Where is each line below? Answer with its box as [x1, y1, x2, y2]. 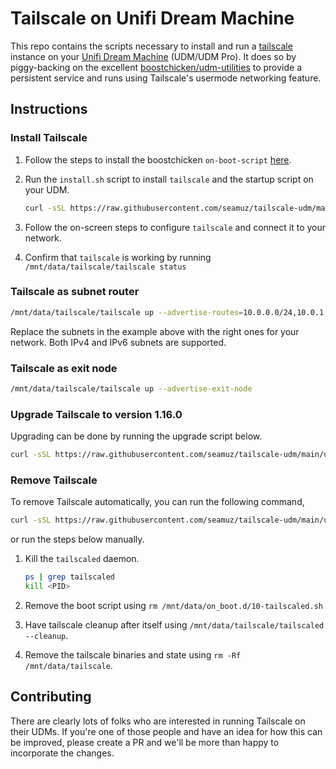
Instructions [10, 101, 88, 118]
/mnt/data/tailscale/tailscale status [24, 262, 187, 272]
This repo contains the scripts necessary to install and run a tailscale [10, 40, 293, 52]
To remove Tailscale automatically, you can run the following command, [10, 496, 305, 508]
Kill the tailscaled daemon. [24, 553, 140, 565]
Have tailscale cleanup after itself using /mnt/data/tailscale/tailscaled [24, 618, 325, 631]
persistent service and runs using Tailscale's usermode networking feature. [10, 72, 322, 84]
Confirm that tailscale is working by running [24, 251, 212, 263]
